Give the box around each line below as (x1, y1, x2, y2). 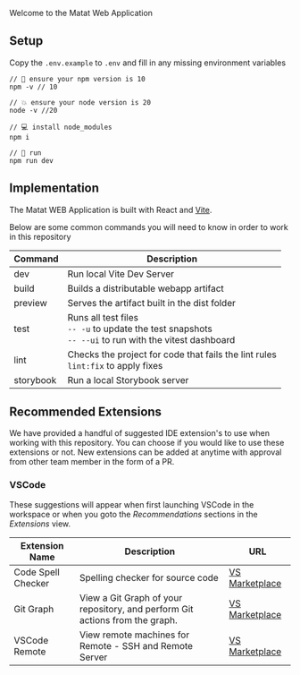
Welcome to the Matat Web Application (9, 8, 154, 18)
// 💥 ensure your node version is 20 (9, 98, 152, 107)
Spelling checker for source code (79, 571, 219, 584)
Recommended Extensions (9, 405, 162, 420)
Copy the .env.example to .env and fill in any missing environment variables (9, 57, 287, 68)
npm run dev (9, 156, 54, 165)
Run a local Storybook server (67, 373, 189, 386)
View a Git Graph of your (79, 591, 183, 603)
